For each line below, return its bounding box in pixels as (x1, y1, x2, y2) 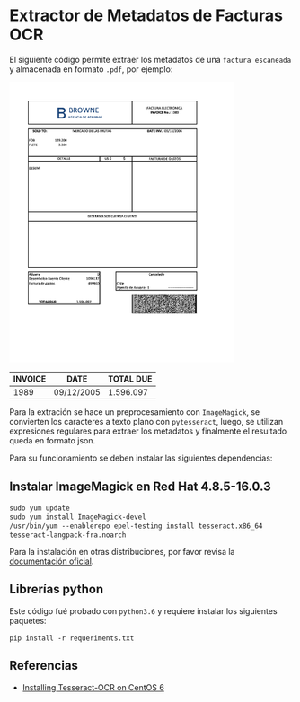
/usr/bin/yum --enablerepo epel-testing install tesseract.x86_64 (9, 522, 263, 531)
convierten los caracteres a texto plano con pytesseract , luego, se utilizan (9, 417, 284, 427)
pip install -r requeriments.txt (9, 634, 135, 643)
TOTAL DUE (107, 373, 153, 384)
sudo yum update (9, 504, 70, 513)
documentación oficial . (9, 556, 94, 566)
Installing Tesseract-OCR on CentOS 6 (22, 681, 164, 692)
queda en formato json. (9, 435, 96, 446)
